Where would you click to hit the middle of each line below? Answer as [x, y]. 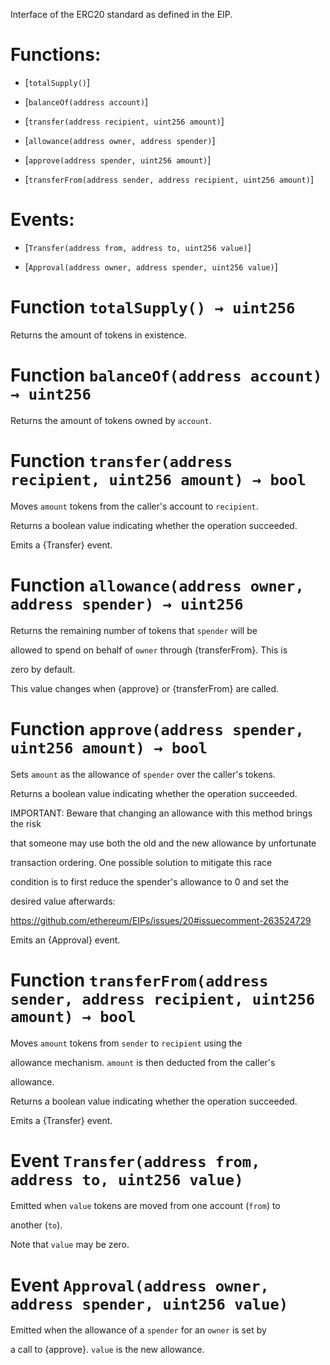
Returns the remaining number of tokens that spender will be [134, 630]
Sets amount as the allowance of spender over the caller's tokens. [143, 774]
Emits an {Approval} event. [65, 940]
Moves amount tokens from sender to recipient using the [126, 1043]
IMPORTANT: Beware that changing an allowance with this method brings [161, 813]
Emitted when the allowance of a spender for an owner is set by [138, 1330]
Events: [42, 220]
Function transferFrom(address [139, 980]
